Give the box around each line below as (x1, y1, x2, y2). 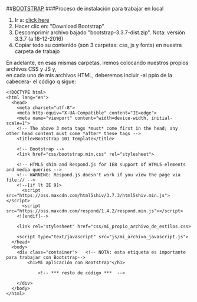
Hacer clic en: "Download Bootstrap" (14, 23, 104, 29)
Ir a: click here (14, 17, 50, 23)
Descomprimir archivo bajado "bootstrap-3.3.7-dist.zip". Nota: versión (14, 29, 186, 36)
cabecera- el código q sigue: (6, 78, 77, 85)
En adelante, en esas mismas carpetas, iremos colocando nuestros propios (6, 59, 189, 66)
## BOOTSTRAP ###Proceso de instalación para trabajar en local (6, 5, 164, 12)
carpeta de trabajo (14, 48, 60, 55)
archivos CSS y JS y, (6, 65, 57, 73)
